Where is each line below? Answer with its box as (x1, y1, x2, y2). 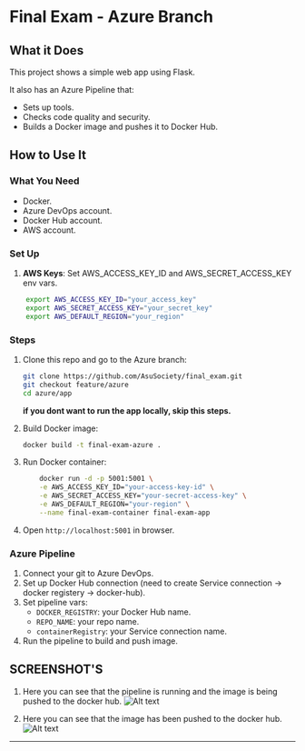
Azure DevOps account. (22, 205, 113, 215)
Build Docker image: (22, 423, 99, 434)
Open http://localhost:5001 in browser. (22, 525, 175, 536)
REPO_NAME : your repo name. (35, 616, 140, 627)
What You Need (9, 175, 80, 187)
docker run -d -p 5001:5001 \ (39, 475, 153, 484)
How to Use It (9, 147, 86, 163)
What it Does (9, 43, 84, 58)
